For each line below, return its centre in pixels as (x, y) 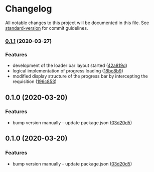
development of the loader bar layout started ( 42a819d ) (70, 65)
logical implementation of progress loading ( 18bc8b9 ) (68, 71)
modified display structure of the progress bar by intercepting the (80, 76)
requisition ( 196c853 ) (34, 81)
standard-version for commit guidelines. (47, 28)
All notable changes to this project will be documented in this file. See (77, 23)
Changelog (29, 9)
